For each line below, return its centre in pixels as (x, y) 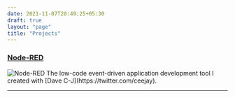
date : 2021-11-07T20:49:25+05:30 (56, 14)
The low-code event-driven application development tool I (130, 73)
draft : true (24, 20)
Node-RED (26, 58)
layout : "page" (29, 27)
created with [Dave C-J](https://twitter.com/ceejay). (82, 80)
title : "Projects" (34, 33)
